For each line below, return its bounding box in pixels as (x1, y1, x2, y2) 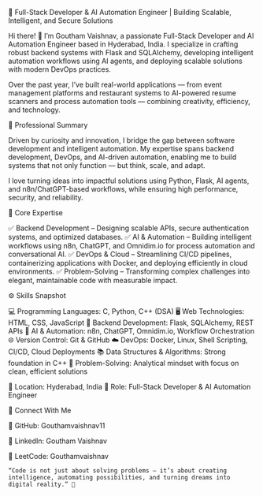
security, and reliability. (8, 193, 84, 202)
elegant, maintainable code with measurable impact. (8, 276, 178, 285)
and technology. (8, 105, 61, 114)
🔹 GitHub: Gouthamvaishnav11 (8, 421, 106, 430)
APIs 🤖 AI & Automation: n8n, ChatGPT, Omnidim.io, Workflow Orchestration (8, 326, 255, 335)
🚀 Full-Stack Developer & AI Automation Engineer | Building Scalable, (8, 8, 232, 17)
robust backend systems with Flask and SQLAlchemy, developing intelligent (8, 48, 254, 57)
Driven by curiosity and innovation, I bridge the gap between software (8, 136, 235, 145)
